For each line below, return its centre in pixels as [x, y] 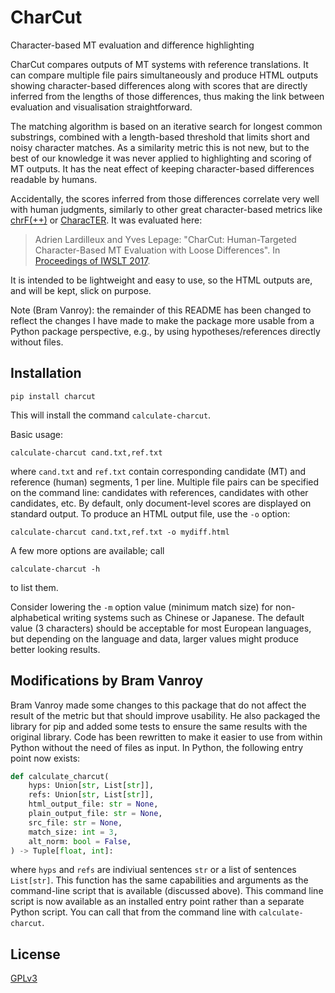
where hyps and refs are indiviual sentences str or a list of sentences [153, 870]
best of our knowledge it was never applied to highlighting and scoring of [161, 158]
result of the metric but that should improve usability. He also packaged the [165, 715]
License [35, 954]
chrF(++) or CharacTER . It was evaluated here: [106, 220]
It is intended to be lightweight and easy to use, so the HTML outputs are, [161, 280]
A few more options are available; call [87, 550]
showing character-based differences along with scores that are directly [159, 85]
